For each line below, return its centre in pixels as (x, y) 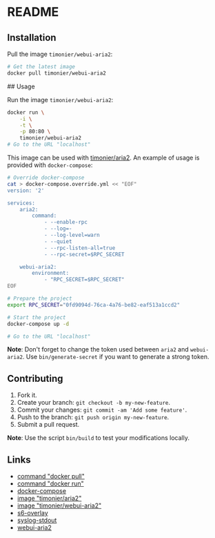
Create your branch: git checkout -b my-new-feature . (94, 403)
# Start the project (37, 317)
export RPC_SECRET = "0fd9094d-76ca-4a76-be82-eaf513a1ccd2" (94, 305)
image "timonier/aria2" (49, 498)
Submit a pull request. (48, 425)
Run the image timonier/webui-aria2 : (60, 99)
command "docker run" (50, 483)
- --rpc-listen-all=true (80, 248)
